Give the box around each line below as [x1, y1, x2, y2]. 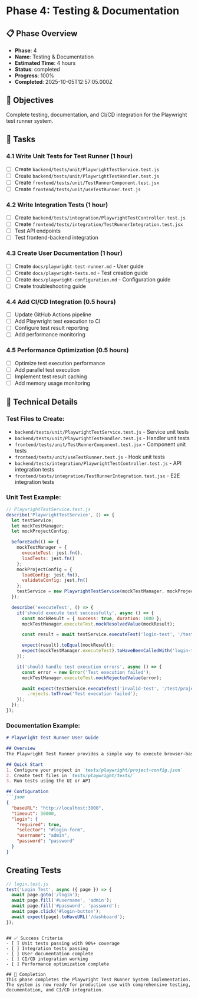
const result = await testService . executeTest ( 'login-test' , [21, 631, 176, 638]
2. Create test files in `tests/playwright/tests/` [6, 772, 136, 778]
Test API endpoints [14, 227, 61, 234]
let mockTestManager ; [11, 523, 65, 529]
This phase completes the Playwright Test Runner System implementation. [6, 977, 192, 982]
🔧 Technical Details [6, 397, 78, 407]
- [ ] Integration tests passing [6, 945, 88, 951]
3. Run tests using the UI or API [6, 778, 91, 784]
